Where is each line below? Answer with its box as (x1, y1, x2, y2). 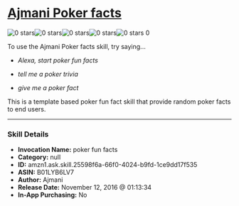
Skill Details (7, 129, 49, 139)
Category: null (17, 153, 61, 161)
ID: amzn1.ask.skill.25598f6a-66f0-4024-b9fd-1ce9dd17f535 (17, 161, 198, 169)
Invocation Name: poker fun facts (17, 146, 118, 154)
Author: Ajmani (17, 175, 63, 184)
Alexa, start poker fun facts (17, 55, 98, 65)
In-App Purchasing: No (17, 190, 87, 200)
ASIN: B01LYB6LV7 (17, 168, 75, 177)
